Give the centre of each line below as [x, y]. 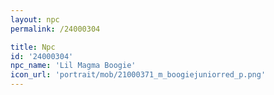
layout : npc [35, 19]
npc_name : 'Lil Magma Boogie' [73, 66]
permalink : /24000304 [55, 29]
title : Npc [33, 47]
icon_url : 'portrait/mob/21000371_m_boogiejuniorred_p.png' [138, 75]
